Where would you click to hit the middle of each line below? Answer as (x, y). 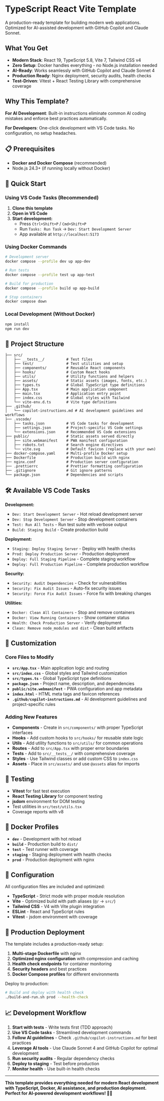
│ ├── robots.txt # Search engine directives (64, 445)
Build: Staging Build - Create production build (60, 530)
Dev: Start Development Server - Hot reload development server (77, 514)
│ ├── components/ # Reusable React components (65, 368)
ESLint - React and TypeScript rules (48, 911)
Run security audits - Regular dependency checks (63, 1058)
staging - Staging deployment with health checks (62, 854)
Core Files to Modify (30, 657)
